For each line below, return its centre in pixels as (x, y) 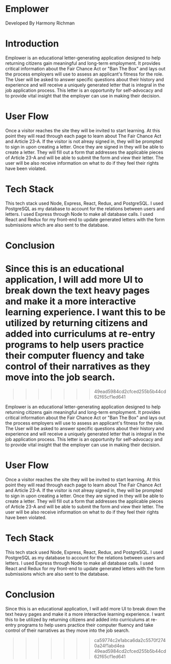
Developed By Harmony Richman (40, 23)
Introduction (32, 44)
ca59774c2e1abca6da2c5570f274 (130, 640)
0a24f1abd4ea (109, 646)
